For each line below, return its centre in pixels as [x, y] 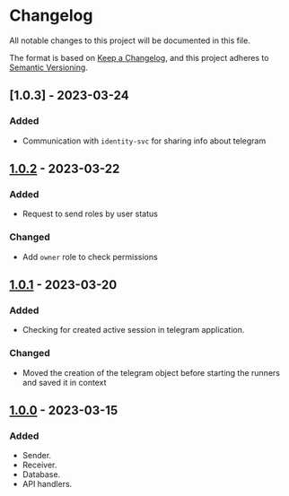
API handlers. [47, 484]
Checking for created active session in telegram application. [133, 330]
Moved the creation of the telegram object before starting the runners [151, 372]
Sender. [37, 456]
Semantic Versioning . [48, 67]
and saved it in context [64, 382]
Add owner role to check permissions [90, 257]
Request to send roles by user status [90, 214]
